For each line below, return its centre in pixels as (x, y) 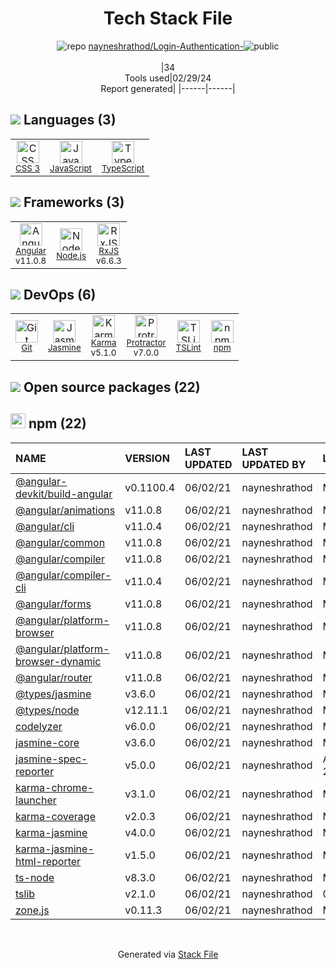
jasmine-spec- (51, 759)
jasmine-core (47, 742)
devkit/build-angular (64, 494)
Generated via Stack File (168, 954)
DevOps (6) (60, 294)
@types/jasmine (53, 694)
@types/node (47, 710)
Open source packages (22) (112, 387)
